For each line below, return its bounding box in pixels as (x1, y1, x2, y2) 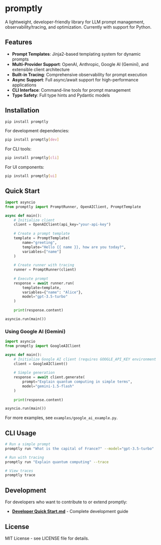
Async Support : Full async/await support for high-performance (12, 77, 139, 82)
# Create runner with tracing (13, 263, 75, 268)
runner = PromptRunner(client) (13, 267, 77, 272)
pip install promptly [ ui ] (5, 174, 57, 178)
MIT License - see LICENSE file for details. (5, 535, 89, 541)
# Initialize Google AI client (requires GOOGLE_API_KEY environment (13, 357, 157, 362)
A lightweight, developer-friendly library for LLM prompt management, (5, 19, 145, 25)
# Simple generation (13, 370, 55, 375)
